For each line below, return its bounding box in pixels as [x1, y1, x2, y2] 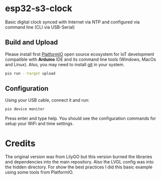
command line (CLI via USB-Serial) [5, 24, 75, 30]
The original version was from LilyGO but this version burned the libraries [5, 154, 153, 160]
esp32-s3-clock [5, 3, 72, 14]
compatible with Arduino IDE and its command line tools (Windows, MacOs [5, 56, 156, 62]
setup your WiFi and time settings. [5, 121, 74, 126]
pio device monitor [5, 107, 45, 112]
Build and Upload [5, 38, 58, 47]
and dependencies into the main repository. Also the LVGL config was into [5, 159, 154, 165]
